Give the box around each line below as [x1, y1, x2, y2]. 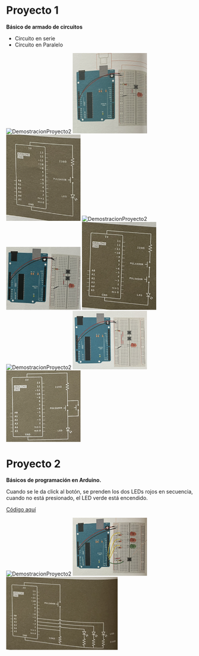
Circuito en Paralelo [14, 41, 64, 48]
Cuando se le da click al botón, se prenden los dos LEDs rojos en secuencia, [6, 488, 193, 495]
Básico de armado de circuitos [6, 23, 83, 30]
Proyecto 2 [6, 457, 61, 470]
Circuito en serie [14, 35, 55, 42]
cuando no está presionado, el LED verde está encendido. [6, 495, 149, 502]
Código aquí [6, 506, 36, 513]
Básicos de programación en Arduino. [6, 477, 102, 484]
